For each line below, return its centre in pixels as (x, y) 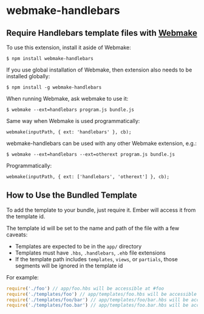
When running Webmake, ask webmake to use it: (67, 99)
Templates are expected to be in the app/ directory (78, 246)
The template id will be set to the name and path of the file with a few (93, 228)
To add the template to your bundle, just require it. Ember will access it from (101, 210)
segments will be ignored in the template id (69, 266)
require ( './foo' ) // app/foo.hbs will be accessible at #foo (85, 289)
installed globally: (28, 76)
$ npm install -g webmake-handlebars (54, 87)
